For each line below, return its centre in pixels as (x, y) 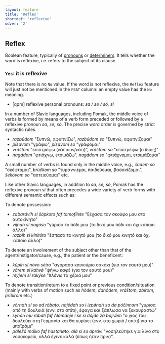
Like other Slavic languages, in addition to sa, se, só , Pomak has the (74, 185)
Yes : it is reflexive (26, 73)
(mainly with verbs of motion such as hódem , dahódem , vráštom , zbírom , (80, 290)
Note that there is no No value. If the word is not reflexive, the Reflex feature (82, 84)
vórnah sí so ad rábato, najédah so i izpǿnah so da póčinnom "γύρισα (84, 305)
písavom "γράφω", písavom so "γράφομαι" (57, 144)
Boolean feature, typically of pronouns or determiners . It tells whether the (80, 55)
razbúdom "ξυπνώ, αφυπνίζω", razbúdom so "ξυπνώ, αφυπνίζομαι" (82, 139)
